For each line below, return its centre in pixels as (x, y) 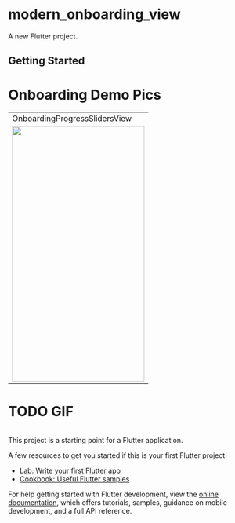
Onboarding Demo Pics (85, 95)
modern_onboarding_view (95, 15)
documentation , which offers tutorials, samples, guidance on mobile (117, 503)
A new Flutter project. (43, 36)
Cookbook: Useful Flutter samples (74, 479)
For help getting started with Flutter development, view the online (114, 494)
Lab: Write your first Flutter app (70, 471)
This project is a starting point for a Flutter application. (96, 441)
